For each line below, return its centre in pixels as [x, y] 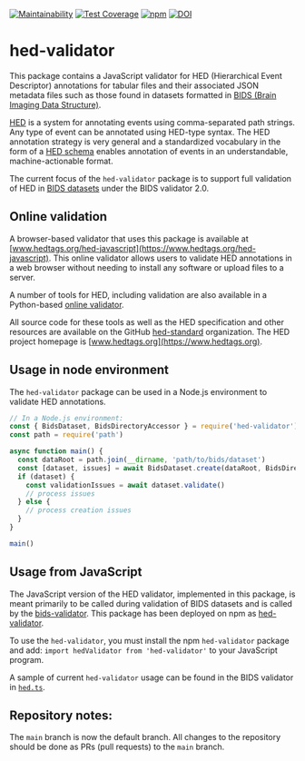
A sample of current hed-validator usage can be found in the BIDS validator [152, 677]
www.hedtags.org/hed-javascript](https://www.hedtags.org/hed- [134, 248]
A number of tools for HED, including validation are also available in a [138, 294]
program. [27, 659]
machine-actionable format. [61, 161]
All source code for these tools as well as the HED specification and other [147, 321]
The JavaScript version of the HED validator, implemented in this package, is [152, 594]
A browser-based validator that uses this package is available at [129, 238]
